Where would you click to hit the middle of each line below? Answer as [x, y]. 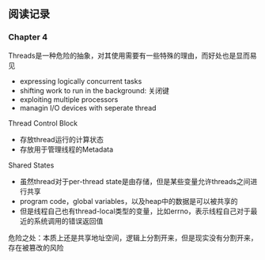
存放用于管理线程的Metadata [66, 149]
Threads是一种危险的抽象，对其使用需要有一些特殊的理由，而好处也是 [122, 55]
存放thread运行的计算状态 [62, 139]
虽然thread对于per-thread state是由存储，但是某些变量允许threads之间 [135, 181]
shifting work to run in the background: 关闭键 [95, 90]
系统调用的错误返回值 [68, 220]
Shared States [31, 165]
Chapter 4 [28, 37]
